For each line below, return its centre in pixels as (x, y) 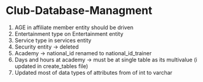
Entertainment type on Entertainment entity (69, 33)
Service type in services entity (53, 40)
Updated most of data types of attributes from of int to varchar (93, 72)
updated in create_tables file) (51, 66)
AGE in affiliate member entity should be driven (74, 27)
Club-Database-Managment (79, 11)
